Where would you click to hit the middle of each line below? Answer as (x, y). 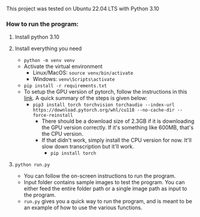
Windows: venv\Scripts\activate (74, 79)
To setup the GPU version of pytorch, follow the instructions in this (105, 92)
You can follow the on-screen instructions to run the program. (100, 176)
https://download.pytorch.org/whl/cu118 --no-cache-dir (104, 110)
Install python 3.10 (37, 37)
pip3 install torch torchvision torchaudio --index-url (104, 105)
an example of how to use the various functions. (83, 207)
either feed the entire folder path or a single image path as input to (105, 189)
